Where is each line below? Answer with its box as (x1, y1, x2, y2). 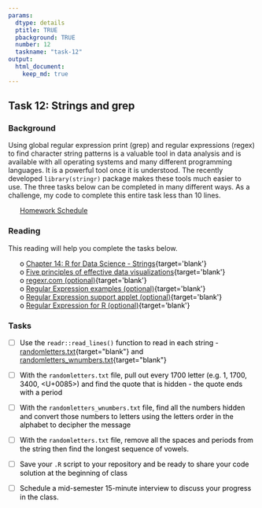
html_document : (15, 63, 65, 71)
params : (8, 11, 34, 20)
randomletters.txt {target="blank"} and (19, 347, 144, 356)
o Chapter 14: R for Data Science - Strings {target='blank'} (19, 259, 207, 268)
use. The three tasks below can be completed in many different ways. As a (8, 182, 250, 192)
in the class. (19, 492, 59, 502)
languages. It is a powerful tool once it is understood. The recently (8, 166, 223, 175)
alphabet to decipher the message (19, 420, 131, 429)
